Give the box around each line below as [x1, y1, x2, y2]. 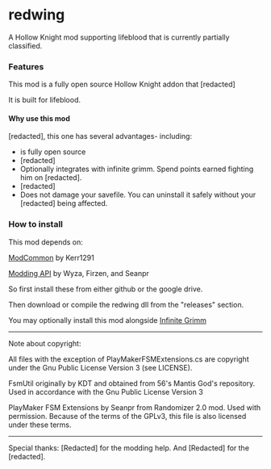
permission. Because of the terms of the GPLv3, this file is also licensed [8, 411, 247, 421]
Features [8, 61, 44, 72]
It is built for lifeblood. [8, 95, 81, 105]
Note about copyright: [8, 338, 81, 348]
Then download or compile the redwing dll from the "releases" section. [8, 299, 244, 309]
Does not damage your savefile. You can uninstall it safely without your [19, 190, 256, 199]
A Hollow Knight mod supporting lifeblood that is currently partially [8, 32, 230, 42]
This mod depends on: [8, 237, 83, 247]
